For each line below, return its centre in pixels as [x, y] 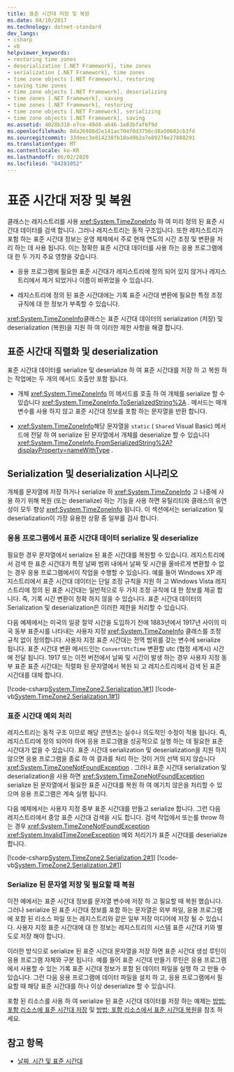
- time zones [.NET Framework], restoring [70, 105]
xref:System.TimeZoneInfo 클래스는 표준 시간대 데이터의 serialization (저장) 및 [115, 318]
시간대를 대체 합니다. [35, 674]
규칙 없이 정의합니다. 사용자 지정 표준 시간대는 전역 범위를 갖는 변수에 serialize [114, 639]
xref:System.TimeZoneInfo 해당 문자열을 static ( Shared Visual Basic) [115, 426]
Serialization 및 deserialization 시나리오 [93, 474]
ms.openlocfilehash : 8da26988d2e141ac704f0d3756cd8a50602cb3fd [101, 131]
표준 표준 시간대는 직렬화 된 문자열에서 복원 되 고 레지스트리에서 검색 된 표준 [118, 666]
